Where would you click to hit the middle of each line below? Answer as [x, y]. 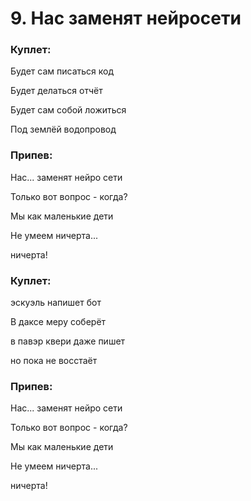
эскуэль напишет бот [56, 303]
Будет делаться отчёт [56, 91]
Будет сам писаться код [62, 71]
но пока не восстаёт [54, 361]
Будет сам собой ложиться [68, 110]
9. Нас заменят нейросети [126, 18]
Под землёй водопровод [63, 129]
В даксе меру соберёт [58, 322]
